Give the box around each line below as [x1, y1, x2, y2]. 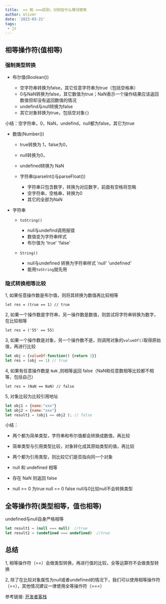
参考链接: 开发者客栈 [5, 594, 47, 600]
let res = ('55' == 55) [5, 328, 55, 333]
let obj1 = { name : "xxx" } [5, 403, 57, 408]
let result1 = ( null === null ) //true [5, 526, 88, 531]
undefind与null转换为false [19, 103, 73, 109]
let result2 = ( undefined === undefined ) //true [5, 531, 110, 536]
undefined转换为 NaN [19, 163, 65, 169]
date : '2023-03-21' [5, 16, 46, 21]
